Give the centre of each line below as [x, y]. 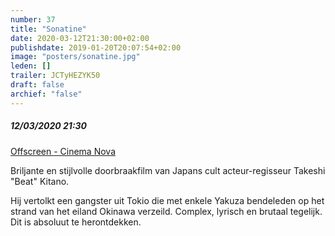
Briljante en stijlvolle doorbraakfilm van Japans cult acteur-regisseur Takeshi [168, 170]
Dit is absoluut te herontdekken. [76, 222]
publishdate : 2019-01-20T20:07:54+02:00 [96, 47]
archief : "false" [46, 94]
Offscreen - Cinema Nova [63, 151]
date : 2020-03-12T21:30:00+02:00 [80, 38]
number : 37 [33, 19]
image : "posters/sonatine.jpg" [75, 57]
